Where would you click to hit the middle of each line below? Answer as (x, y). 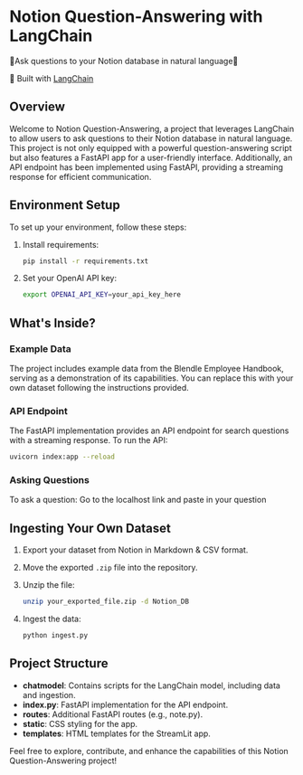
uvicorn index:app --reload (62, 457)
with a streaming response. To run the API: (89, 440)
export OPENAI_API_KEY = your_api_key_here (102, 295)
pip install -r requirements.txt (85, 261)
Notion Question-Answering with (136, 17)
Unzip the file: (48, 585)
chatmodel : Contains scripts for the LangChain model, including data (151, 685)
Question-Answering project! (63, 761)
